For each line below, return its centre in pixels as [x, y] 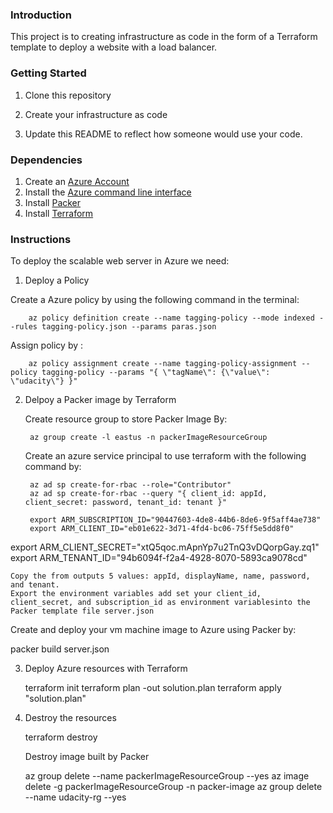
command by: [53, 467]
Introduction [41, 15]
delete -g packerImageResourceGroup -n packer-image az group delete [173, 787]
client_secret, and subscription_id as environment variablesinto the [160, 603]
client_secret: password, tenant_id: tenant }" [125, 503]
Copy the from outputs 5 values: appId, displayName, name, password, [160, 576]
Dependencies [46, 160]
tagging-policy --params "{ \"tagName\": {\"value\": [156, 373]
